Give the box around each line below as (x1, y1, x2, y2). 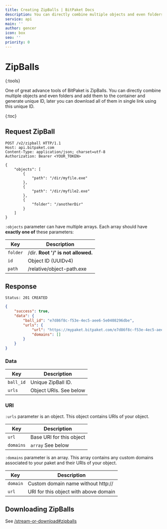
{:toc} (5, 113, 17, 119)
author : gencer (5, 26, 37, 31)
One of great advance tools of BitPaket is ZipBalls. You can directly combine (5, 87, 161, 93)
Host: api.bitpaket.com (5, 145, 55, 150)
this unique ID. (5, 103, 35, 109)
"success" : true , (14, 309, 50, 314)
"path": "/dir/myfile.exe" (31, 176, 88, 180)
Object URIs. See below (30, 387, 85, 394)
